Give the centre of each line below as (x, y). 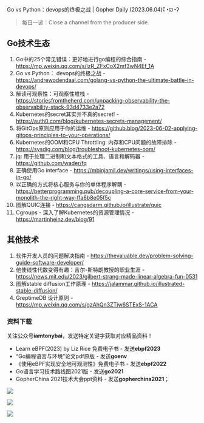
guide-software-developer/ (50, 262)
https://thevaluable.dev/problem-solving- (142, 255)
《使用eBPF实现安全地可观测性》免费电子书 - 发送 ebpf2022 (91, 364)
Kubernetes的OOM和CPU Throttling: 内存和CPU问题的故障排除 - (96, 142)
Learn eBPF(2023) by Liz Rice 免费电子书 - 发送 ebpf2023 (88, 348)
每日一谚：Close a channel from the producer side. (85, 22)
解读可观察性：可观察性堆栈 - (53, 93)
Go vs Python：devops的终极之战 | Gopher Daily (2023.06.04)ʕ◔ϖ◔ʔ (93, 9)
